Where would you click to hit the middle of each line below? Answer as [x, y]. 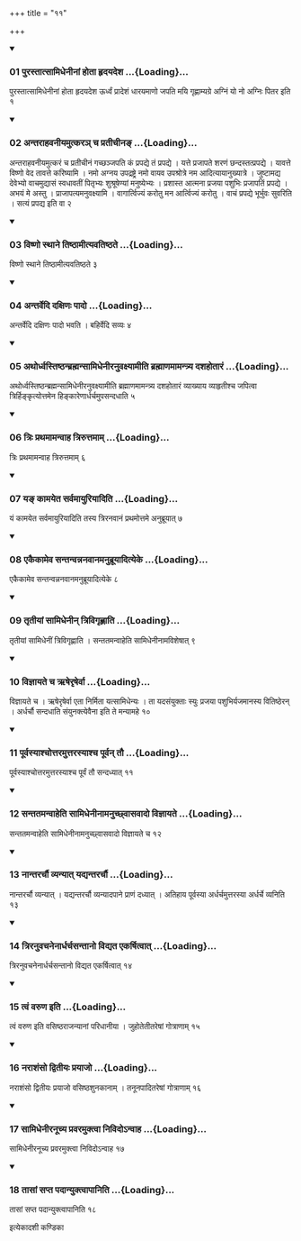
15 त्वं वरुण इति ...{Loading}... [68, 1007]
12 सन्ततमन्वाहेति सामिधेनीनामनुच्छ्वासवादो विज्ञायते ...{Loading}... [126, 814]
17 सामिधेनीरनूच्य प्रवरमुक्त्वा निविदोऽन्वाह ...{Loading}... [108, 1128]
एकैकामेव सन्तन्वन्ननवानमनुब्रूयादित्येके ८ [64, 579]
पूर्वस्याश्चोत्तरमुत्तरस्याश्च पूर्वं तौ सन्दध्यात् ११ [71, 772]
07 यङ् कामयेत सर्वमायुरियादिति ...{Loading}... [93, 498]
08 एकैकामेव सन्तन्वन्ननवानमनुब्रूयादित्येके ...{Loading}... [109, 560]
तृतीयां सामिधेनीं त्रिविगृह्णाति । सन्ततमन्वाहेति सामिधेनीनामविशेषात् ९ [102, 640]
